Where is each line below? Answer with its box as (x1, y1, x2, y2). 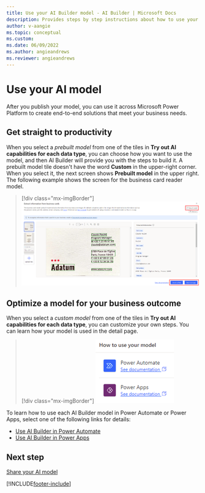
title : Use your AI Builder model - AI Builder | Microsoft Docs (6, 10, 176, 16)
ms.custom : (6, 36, 34, 42)
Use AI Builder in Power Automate (15, 427, 101, 435)
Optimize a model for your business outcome (6, 298, 182, 308)
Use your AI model (6, 82, 102, 96)
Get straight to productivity (6, 127, 113, 138)
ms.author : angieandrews (6, 49, 70, 55)
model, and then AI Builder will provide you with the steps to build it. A (6, 157, 183, 164)
